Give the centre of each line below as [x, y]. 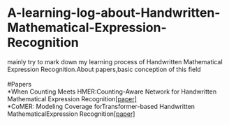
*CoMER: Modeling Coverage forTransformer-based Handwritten [101, 106]
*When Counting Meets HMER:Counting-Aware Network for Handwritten [112, 91]
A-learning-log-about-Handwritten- [114, 13]
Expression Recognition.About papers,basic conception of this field [104, 69]
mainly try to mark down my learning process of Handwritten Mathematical [115, 61]
